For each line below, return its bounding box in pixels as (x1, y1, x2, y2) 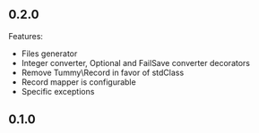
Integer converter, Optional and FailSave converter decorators (21, 57, 250, 68)
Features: (8, 30, 44, 41)
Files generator (21, 48, 78, 59)
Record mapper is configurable (21, 76, 136, 87)
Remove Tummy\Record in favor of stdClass (21, 67, 185, 78)
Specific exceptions (21, 86, 95, 96)
